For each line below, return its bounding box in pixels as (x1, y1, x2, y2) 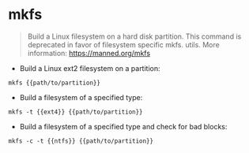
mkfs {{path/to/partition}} (8, 79, 101, 87)
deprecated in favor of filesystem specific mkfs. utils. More (27, 39, 220, 49)
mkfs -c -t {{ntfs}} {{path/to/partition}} (8, 136, 154, 145)
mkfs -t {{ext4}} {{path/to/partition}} (8, 108, 144, 116)
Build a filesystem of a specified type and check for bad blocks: (19, 121, 228, 131)
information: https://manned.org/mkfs (27, 48, 151, 58)
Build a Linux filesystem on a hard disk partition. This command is (27, 32, 242, 41)
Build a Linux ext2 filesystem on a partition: (19, 63, 160, 73)
